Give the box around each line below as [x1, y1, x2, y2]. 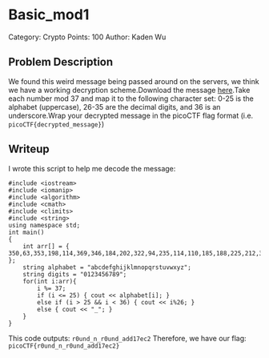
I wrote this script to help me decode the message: [8, 163, 176, 173]
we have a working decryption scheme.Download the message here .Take [8, 85, 251, 95]
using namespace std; [8, 221, 81, 229]
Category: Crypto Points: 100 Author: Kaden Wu [8, 32, 167, 42]
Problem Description [8, 55, 114, 69]
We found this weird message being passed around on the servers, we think [8, 76, 259, 86]
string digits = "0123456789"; [22, 270, 127, 278]
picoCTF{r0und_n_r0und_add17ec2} [8, 342, 120, 350]
